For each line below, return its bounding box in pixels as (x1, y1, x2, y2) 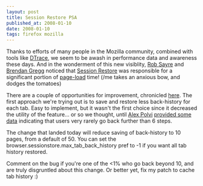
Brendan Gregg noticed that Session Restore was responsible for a (6, 67, 173, 74)
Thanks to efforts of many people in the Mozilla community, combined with (6, 48, 193, 55)
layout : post (6, 8, 39, 15)
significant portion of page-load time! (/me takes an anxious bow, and (6, 74, 181, 81)
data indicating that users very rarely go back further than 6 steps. (6, 117, 173, 124)
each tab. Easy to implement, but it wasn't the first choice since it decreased (6, 104, 198, 112)
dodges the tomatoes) (6, 80, 62, 88)
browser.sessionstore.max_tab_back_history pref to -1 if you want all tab (6, 142, 187, 149)
